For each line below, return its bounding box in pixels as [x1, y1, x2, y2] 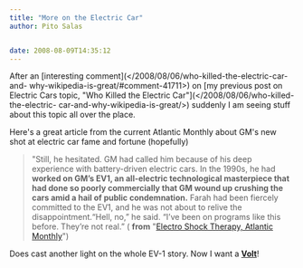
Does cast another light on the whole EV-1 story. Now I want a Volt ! [9, 248, 260, 259]
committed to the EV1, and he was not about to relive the [31, 202, 242, 213]
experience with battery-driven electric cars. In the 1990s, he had [31, 164, 276, 175]
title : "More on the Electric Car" [9, 13, 144, 23]
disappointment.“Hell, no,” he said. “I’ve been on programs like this [31, 212, 281, 223]
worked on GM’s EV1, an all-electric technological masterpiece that [31, 173, 290, 184]
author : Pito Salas [9, 22, 83, 31]
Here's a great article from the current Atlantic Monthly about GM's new [9, 127, 278, 138]
